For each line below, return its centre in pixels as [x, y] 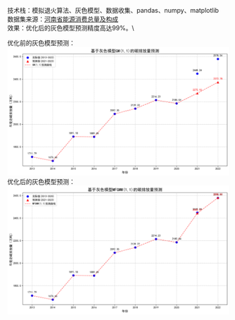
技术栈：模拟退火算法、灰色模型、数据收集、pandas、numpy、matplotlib [113, 10]
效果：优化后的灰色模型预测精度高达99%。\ [71, 28]
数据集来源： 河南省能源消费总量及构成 [63, 19]
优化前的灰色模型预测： [41, 43]
